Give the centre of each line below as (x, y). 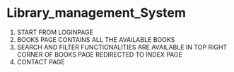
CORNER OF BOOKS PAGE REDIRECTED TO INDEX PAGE (100, 55)
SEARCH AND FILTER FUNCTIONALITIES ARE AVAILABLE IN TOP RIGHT (122, 47)
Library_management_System (96, 13)
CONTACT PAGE (41, 62)
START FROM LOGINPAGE (55, 32)
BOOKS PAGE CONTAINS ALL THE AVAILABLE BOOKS (96, 39)
